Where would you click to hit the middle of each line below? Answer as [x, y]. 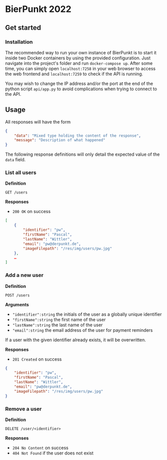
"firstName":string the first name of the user [59, 319]
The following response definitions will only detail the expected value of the [83, 154]
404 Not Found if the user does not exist [53, 453]
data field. [15, 160]
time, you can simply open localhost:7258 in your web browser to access [80, 68]
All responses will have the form [38, 122]
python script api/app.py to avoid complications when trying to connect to [81, 89]
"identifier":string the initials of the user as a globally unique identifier [87, 314]
